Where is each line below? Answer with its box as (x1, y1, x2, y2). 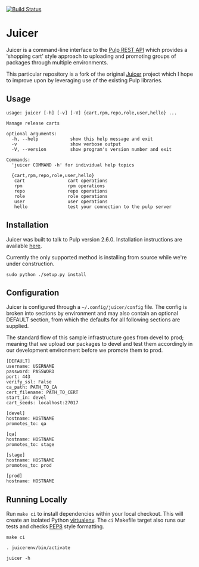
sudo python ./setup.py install (6, 271, 86, 277)
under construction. (6, 260, 55, 267)
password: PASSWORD (6, 368, 55, 375)
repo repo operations (14, 188, 108, 194)
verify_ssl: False (6, 379, 52, 385)
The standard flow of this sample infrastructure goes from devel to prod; (6, 334, 184, 341)
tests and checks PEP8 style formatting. (6, 523, 104, 530)
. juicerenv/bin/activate (6, 545, 70, 551)
